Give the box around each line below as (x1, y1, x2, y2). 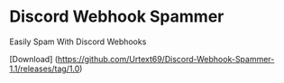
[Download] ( (9, 53, 59, 64)
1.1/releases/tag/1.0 (9, 63, 80, 74)
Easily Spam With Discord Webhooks (9, 36, 147, 47)
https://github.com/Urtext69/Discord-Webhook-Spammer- (57, 53, 275, 64)
